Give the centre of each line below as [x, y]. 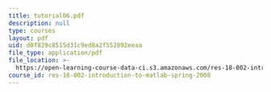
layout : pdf [28, 38]
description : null [39, 23]
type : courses [32, 30]
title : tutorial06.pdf [46, 16]
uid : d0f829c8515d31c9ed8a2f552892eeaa [75, 46]
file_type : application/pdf [56, 53]
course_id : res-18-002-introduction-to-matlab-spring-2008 [110, 75]
